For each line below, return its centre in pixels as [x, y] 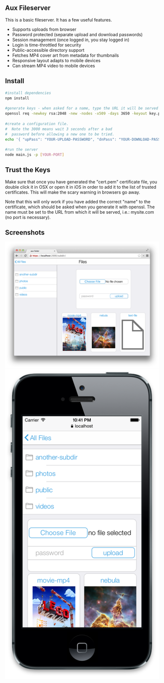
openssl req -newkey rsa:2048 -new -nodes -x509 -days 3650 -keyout [76, 114]
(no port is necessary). [28, 217]
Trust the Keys [28, 170]
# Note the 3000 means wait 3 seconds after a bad [59, 129]
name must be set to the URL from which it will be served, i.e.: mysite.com [80, 212]
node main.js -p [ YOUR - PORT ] [35, 155]
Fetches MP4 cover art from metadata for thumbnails [65, 55]
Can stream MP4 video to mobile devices [53, 66]
